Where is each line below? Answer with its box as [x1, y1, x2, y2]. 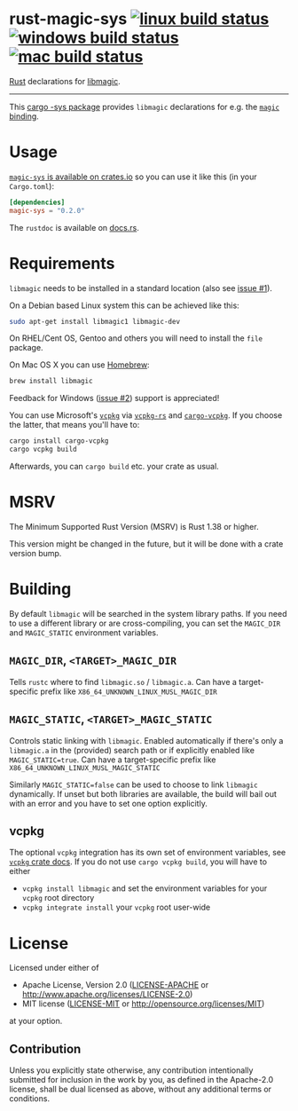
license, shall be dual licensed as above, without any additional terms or [9, 1083, 272, 1095]
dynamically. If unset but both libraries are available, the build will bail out [9, 788, 278, 799]
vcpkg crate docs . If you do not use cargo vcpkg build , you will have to [9, 856, 268, 867]
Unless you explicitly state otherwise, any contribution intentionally [9, 1065, 254, 1076]
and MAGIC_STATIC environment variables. [9, 626, 159, 638]
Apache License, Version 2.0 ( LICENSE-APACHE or [21, 980, 209, 990]
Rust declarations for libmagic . [9, 75, 122, 86]
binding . [9, 111, 40, 122]
